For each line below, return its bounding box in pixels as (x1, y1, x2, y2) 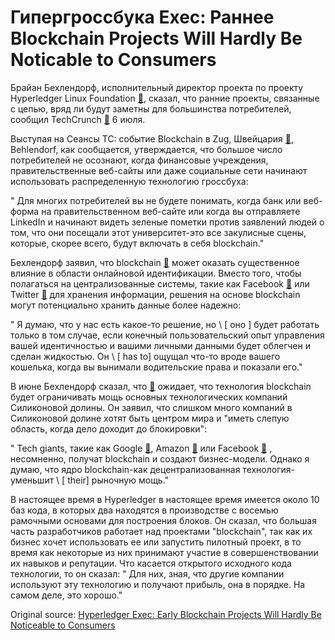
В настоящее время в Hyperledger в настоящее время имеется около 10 (10, 493, 320, 505)
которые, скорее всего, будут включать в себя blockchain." (10, 237, 265, 249)
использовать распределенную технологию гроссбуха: (10, 175, 249, 187)
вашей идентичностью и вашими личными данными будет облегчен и (10, 339, 311, 351)
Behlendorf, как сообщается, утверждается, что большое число (10, 143, 283, 155)
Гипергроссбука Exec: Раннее (10, 6, 275, 29)
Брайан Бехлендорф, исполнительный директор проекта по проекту (10, 81, 304, 93)
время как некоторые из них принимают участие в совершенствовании (10, 546, 319, 558)
